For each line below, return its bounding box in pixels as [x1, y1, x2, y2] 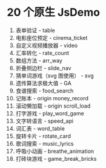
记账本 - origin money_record [15, 94, 89, 102]
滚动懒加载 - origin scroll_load [15, 102, 91, 109]
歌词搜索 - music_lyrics [15, 140, 74, 147]
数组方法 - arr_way [15, 57, 63, 64]
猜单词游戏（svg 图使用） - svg [15, 72, 94, 79]
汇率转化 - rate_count [15, 49, 69, 56]
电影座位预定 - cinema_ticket [15, 34, 88, 41]
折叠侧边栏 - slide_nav [15, 64, 71, 71]
